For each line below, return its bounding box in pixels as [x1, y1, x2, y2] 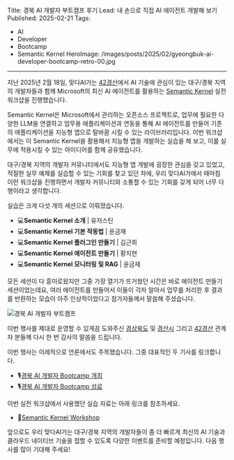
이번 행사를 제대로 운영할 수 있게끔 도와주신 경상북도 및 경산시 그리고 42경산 [7, 324, 214, 332]
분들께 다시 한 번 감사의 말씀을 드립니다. [14, 333, 123, 341]
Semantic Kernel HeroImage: [17, 50, 100, 58]
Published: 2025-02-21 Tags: [7, 14, 91, 22]
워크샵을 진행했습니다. [7, 96, 68, 103]
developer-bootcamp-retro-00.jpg [17, 57, 116, 65]
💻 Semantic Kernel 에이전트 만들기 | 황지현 [17, 249, 138, 257]
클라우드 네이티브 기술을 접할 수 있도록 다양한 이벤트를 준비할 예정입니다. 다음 [7, 436, 217, 445]
